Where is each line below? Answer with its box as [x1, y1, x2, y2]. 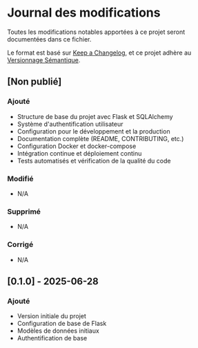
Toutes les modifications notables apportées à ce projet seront [7, 28, 186, 36]
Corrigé [7, 240, 34, 250]
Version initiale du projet [17, 312, 86, 320]
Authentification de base [17, 334, 88, 342]
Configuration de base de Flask [17, 320, 107, 328]
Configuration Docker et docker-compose [17, 142, 137, 150]
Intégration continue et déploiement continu [17, 149, 142, 157]
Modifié [7, 174, 34, 183]
